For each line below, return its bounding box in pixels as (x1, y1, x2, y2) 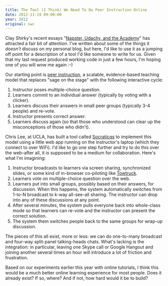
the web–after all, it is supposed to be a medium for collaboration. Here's (5, 150, 156, 156)
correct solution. (12, 213, 47, 219)
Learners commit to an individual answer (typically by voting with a (12, 92, 151, 98)
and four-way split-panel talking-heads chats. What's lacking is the (5, 239, 144, 245)
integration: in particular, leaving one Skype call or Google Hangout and (5, 244, 153, 250)
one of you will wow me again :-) (5, 62, 73, 68)
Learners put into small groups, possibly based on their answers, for (12, 181, 154, 187)
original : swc (5, 21, 35, 27)
